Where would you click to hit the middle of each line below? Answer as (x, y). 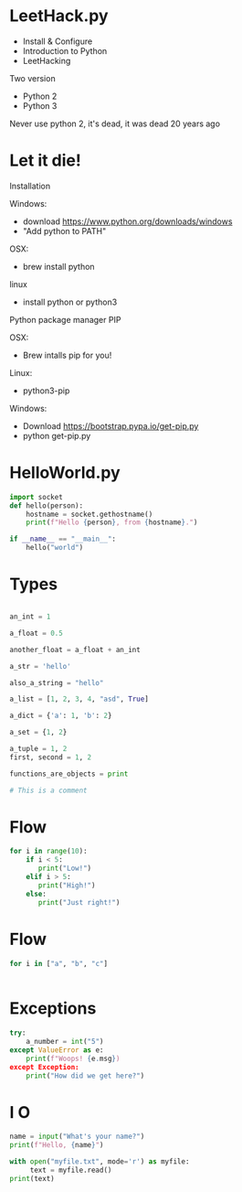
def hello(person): (47, 505)
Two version (33, 78)
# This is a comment (49, 790)
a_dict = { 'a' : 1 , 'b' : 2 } (61, 716)
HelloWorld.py (65, 473)
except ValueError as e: (57, 1050)
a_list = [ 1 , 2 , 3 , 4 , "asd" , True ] (79, 699)
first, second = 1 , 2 (51, 757)
